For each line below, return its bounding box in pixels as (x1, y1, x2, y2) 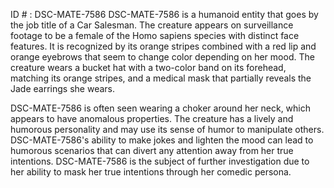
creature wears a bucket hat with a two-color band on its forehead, (10, 62, 287, 73)
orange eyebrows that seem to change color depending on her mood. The (10, 51, 315, 63)
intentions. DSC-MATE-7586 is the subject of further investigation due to (10, 155, 310, 167)
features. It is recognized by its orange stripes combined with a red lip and (10, 40, 317, 52)
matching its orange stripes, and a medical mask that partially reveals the (10, 72, 312, 84)
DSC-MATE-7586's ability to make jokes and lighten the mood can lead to (10, 134, 314, 146)
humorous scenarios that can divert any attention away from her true (10, 145, 294, 156)
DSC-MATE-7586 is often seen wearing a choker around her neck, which (10, 102, 312, 114)
